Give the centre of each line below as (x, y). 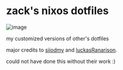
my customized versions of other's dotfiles (58, 38)
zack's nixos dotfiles (57, 11)
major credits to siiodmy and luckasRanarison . (61, 50)
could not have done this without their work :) (61, 61)
